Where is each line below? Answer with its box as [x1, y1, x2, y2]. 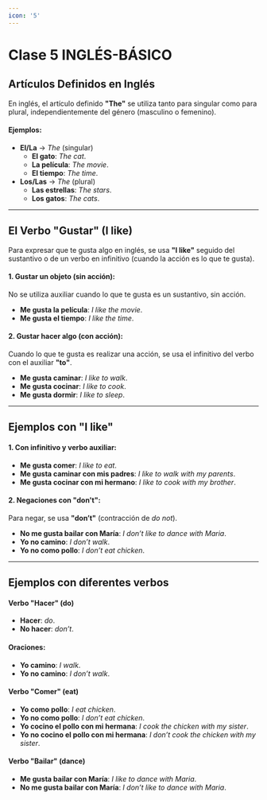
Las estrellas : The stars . [31, 184, 112, 195]
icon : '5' [8, 11, 41, 20]
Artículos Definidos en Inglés [8, 77, 156, 91]
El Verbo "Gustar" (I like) [8, 224, 133, 238]
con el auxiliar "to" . [8, 358, 72, 367]
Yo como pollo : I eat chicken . [19, 705, 116, 714]
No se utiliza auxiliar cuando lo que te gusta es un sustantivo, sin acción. [8, 289, 246, 299]
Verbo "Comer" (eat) [8, 687, 79, 697]
